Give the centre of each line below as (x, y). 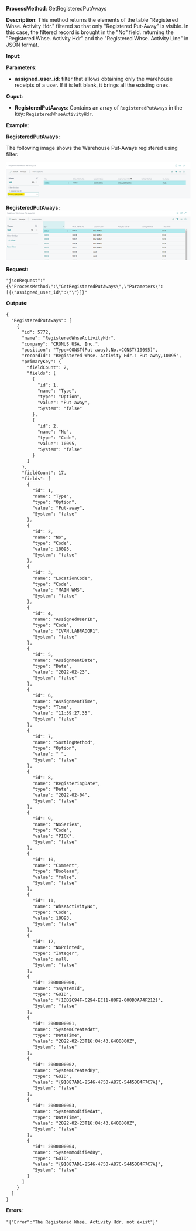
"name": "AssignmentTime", (65, 701)
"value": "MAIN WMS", (58, 590)
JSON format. (23, 45)
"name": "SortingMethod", (63, 742)
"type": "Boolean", (56, 871)
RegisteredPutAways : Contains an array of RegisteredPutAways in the (98, 108)
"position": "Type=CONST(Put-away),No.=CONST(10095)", (90, 350)
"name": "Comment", (56, 865)
